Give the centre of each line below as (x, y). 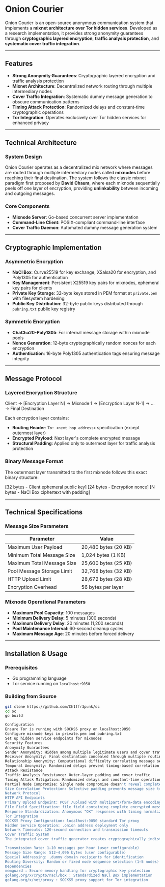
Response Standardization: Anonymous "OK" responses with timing (73, 811)
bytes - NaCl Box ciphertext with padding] (48, 492)
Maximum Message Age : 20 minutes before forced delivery (73, 634)
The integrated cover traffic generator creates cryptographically (76, 839)
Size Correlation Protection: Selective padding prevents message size (80, 789)
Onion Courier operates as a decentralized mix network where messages (79, 167)
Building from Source (31, 697)
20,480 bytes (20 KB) (107, 547)
